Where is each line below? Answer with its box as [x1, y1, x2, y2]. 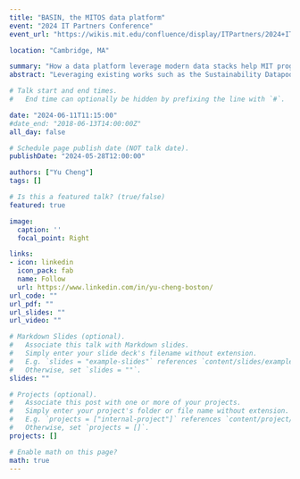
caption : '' [17, 225, 62, 234]
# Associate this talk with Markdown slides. [9, 340, 190, 349]
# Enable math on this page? [9, 448, 118, 457]
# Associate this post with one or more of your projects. [9, 399, 242, 408]
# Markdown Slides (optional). [9, 332, 126, 341]
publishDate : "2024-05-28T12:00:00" [9, 152, 146, 161]
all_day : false [9, 127, 66, 137]
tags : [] [9, 176, 42, 186]
